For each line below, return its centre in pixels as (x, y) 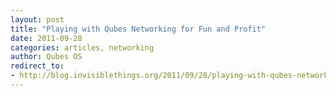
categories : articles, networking (82, 47)
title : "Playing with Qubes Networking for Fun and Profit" (138, 29)
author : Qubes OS (46, 57)
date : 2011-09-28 (46, 38)
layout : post (37, 19)
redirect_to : (37, 66)
